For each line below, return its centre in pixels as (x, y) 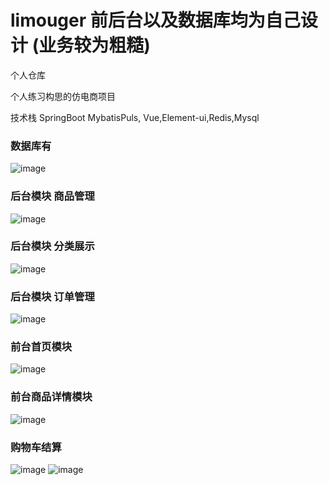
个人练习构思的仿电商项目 (63, 96)
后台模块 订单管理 (52, 296)
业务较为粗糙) (94, 45)
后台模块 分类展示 (52, 246)
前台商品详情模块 (51, 397)
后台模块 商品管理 (52, 196)
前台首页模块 (41, 347)
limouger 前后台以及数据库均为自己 (155, 20)
